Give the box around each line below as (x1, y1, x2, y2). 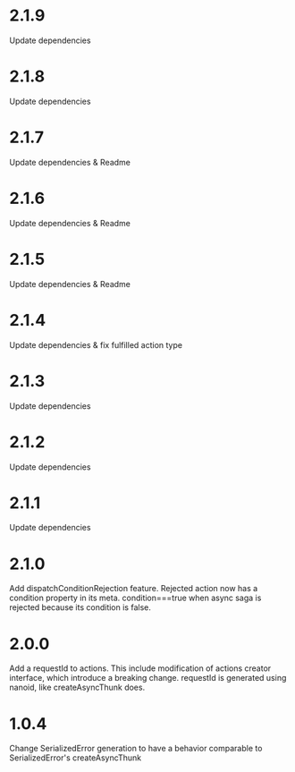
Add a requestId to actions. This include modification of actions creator (9, 663, 272, 674)
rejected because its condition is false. (9, 602, 152, 613)
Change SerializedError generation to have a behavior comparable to (9, 743, 263, 754)
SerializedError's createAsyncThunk (9, 752, 141, 763)
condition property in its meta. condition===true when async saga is (9, 592, 262, 604)
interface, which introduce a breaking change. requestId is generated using (9, 673, 287, 683)
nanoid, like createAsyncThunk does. (9, 682, 146, 693)
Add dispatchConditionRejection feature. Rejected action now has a (9, 583, 258, 594)
